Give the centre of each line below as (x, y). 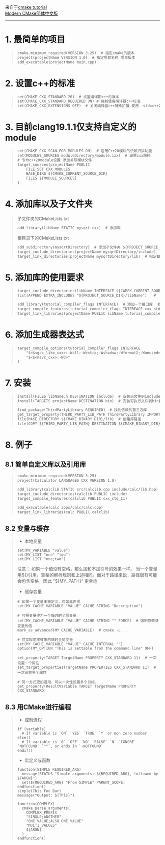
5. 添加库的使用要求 (44, 278)
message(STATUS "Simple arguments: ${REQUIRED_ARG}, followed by (90, 774)
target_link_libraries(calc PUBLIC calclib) (63, 512)
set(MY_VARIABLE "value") (43, 551)
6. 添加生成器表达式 (45, 335)
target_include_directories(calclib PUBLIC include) (72, 494)
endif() (25, 751)
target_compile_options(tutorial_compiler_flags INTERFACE (79, 348)
